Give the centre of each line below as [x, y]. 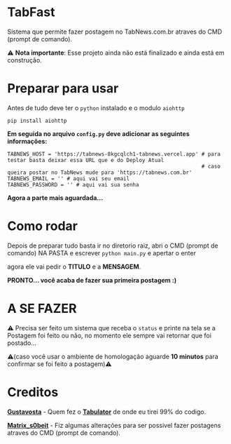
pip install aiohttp [37, 121]
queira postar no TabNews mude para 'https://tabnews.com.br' [100, 173]
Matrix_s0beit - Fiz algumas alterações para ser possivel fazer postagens [114, 425]
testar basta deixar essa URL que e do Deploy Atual [86, 160]
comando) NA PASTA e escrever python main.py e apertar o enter [101, 253]
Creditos [33, 392]
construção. [24, 60]
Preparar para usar [63, 89]
